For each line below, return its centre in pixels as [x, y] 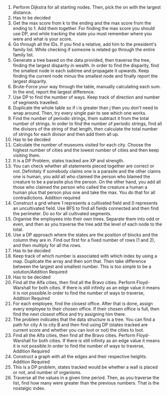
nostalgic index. [29, 388]
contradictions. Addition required [47, 198]
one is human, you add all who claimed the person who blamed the [82, 177]
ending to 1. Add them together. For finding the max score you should [84, 28]
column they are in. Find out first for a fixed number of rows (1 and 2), [84, 240]
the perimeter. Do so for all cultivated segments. [62, 213]
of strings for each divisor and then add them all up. [66, 134]
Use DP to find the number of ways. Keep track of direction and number [86, 97]
